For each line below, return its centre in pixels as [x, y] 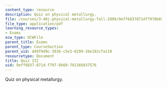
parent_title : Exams [27, 42]
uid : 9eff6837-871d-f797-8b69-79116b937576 [51, 65]
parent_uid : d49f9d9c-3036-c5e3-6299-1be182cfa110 [59, 51]
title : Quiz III [22, 61]
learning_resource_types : [32, 28]
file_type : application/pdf [34, 24]
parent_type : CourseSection [34, 47]
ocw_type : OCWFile [24, 38]
